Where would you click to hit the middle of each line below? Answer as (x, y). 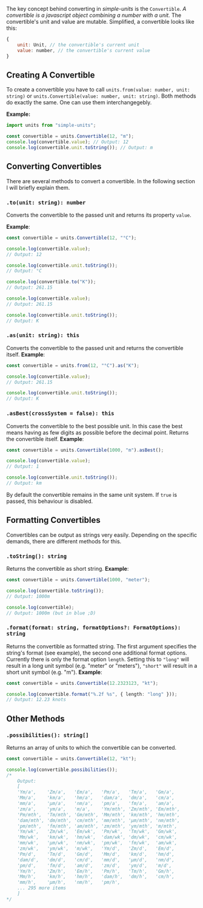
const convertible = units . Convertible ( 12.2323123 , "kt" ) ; (82, 683)
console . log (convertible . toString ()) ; (55, 591)
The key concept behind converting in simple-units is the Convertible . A (96, 9)
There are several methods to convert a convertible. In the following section (101, 181)
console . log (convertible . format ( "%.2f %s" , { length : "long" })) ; (92, 694)
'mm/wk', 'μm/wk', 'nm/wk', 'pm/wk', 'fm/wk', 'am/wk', (97, 843)
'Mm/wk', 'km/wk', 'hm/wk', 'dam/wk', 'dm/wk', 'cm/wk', (97, 837)
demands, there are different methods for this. (64, 541)
